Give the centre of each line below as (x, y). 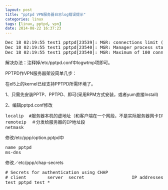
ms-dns (13, 152)
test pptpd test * (28, 182)
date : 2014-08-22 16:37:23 (33, 28)
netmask (14, 127)
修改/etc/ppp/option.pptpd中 (34, 137)
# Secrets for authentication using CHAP (57, 172)
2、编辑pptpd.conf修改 (29, 105)
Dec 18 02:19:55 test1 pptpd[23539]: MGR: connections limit (82, 42)
